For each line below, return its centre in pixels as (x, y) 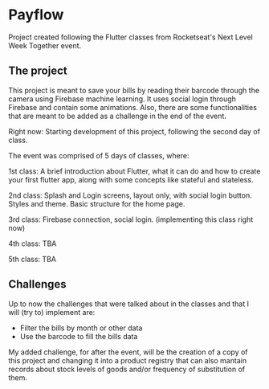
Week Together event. (45, 45)
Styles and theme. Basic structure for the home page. (97, 203)
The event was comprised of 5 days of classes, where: (99, 155)
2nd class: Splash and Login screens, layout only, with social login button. (130, 195)
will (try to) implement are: (52, 312)
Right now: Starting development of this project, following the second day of (134, 131)
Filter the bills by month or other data (81, 328)
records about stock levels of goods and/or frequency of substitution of (127, 369)
